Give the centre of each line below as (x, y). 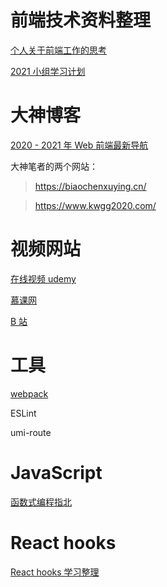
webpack (29, 393)
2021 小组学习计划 (48, 71)
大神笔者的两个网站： (54, 166)
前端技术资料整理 (81, 20)
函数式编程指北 (41, 502)
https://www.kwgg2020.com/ (95, 205)
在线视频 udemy (43, 278)
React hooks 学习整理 (55, 572)
